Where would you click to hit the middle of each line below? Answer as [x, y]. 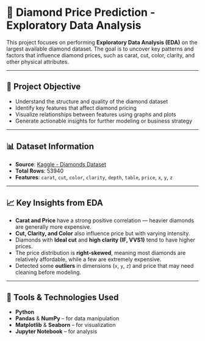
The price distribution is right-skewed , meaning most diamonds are [100, 253]
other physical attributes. [38, 62]
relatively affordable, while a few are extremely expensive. [88, 259]
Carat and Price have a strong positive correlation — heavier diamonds [104, 221]
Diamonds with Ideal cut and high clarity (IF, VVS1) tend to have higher [105, 240]
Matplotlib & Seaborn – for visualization [65, 325]
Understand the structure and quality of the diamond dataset [92, 101]
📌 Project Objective [44, 87]
